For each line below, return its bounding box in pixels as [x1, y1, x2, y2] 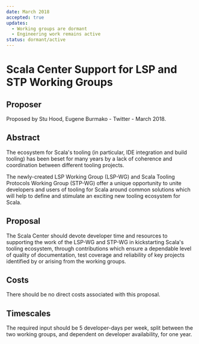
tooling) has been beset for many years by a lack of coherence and [6, 155, 173, 162]
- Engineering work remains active [11, 31, 101, 37]
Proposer [6, 99, 42, 109]
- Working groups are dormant [11, 25, 87, 32]
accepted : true [6, 14, 44, 20]
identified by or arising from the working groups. [6, 257, 126, 265]
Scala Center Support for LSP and [6, 63, 177, 76]
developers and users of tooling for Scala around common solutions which [6, 186, 191, 193]
